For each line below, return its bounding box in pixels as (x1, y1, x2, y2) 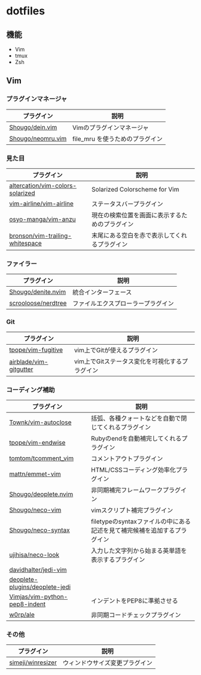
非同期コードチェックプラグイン (90, 610, 181, 619)
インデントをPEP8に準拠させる (90, 597, 178, 605)
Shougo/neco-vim (9, 506, 62, 514)
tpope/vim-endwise (9, 438, 66, 446)
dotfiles (6, 4, 45, 18)
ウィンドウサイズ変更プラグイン (62, 659, 153, 667)
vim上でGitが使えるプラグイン (74, 346, 159, 354)
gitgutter (9, 365, 33, 373)
